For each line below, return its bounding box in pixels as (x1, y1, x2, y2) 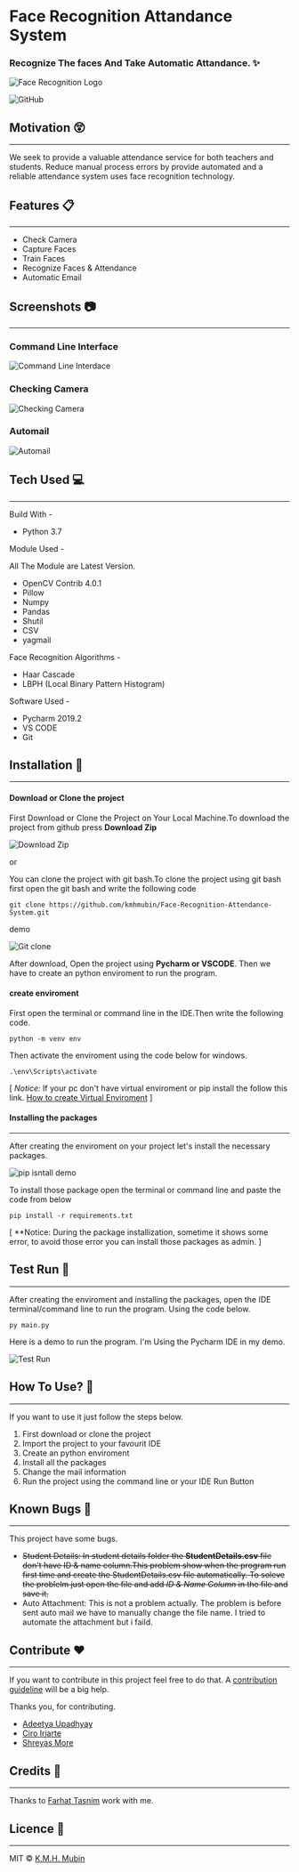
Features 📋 (9, 198, 75, 213)
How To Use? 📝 (9, 1379, 94, 1394)
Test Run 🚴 (9, 1262, 70, 1278)
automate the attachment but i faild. (21, 1617, 153, 1627)
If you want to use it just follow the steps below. (9, 1411, 184, 1422)
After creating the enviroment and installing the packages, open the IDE (9, 1294, 271, 1304)
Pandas (21, 606, 51, 617)
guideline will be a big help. (9, 1684, 109, 1695)
